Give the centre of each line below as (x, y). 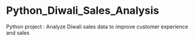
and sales (18, 32)
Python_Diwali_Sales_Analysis (83, 11)
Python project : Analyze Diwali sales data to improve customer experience (97, 27)
